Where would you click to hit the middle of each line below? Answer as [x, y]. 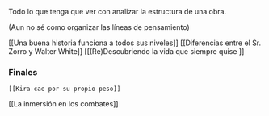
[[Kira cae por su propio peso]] [65, 89]
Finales [23, 72]
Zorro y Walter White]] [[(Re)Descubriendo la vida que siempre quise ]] [126, 51]
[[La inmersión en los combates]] [63, 104]
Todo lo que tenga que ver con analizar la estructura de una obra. [118, 12]
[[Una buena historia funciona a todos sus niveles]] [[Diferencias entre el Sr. [135, 43]
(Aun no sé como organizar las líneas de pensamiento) [99, 27]
